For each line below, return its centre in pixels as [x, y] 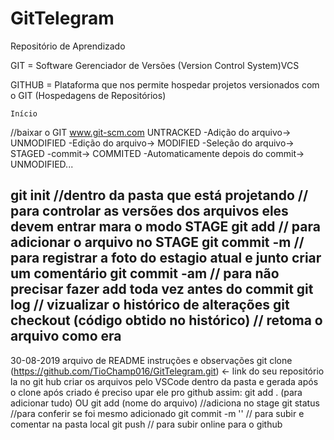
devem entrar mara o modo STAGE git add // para [165, 227]
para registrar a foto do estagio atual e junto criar [166, 258]
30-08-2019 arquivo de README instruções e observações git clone [151, 360]
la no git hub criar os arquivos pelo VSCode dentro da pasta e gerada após [164, 381]
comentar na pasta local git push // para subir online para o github [146, 424]
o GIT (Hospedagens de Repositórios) [88, 95]
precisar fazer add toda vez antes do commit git [162, 289]
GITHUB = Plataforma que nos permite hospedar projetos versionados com [165, 84]
